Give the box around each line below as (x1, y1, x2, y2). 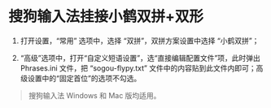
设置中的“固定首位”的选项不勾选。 (27, 73, 142, 83)
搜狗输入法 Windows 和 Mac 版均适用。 (28, 90, 161, 100)
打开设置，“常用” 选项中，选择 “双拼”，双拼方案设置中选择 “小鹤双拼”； (20, 36, 260, 45)
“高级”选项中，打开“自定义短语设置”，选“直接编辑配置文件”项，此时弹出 (20, 53, 260, 63)
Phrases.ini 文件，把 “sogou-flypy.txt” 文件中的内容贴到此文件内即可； (20, 63, 256, 73)
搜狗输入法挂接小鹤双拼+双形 (8, 7, 204, 26)
